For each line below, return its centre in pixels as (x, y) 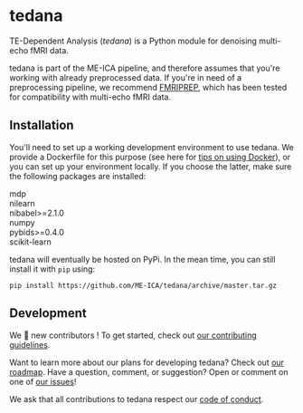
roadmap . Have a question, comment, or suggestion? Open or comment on (149, 371)
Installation (42, 125)
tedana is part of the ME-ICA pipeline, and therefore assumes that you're (145, 68)
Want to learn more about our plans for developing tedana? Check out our (147, 362)
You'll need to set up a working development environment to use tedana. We (151, 147)
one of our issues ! (43, 381)
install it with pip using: (52, 269)
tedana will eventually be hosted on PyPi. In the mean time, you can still (142, 259)
